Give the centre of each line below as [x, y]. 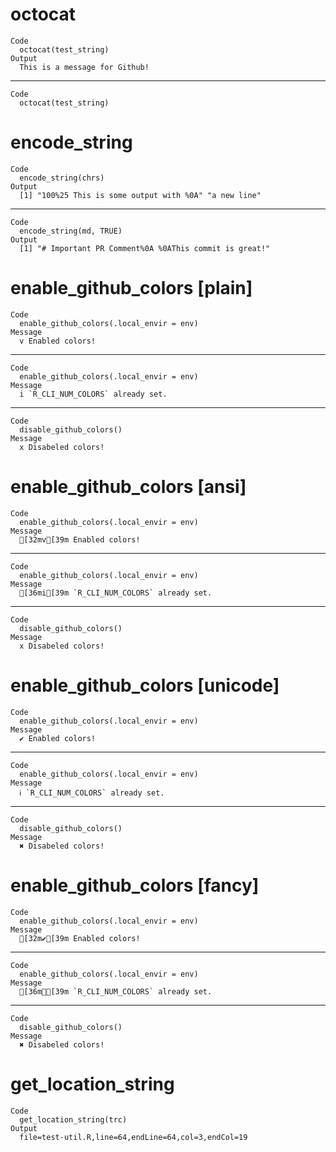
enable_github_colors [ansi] [128, 487]
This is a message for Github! [84, 67]
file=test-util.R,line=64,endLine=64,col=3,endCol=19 [133, 1137]
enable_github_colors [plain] [131, 288]
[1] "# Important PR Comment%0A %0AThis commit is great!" [145, 248]
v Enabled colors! [58, 341]
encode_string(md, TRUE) [71, 231]
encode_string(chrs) [62, 178]
